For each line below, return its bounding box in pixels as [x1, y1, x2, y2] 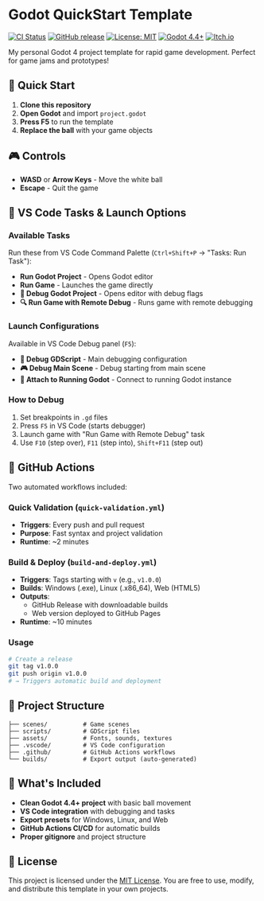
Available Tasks [8, 229, 71, 240]
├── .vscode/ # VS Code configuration [8, 741, 165, 749]
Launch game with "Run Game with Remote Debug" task [19, 429, 205, 439]
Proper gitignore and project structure [19, 832, 146, 841]
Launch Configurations [8, 321, 99, 332]
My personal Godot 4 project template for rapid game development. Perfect [8, 47, 256, 57]
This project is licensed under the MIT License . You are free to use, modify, [8, 876, 254, 885]
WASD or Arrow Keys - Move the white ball [19, 174, 163, 184]
